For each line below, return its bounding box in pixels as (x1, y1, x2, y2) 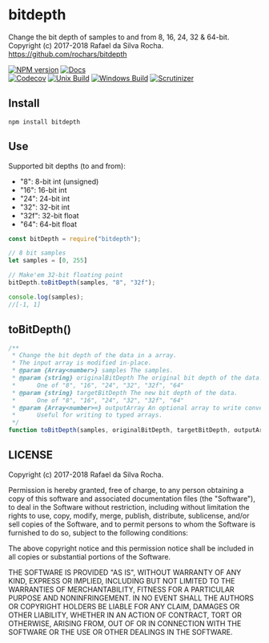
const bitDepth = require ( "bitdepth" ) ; (8, 234, 142, 242)
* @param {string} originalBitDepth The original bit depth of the (11, 374, 242, 382)
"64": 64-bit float (19, 219, 78, 229)
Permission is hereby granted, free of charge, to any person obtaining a (8, 485, 244, 494)
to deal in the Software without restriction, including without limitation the (8, 502, 250, 511)
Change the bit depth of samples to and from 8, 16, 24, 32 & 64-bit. (8, 32, 230, 42)
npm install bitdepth (8, 118, 81, 126)
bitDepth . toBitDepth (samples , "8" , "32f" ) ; (8, 279, 156, 287)
